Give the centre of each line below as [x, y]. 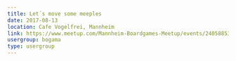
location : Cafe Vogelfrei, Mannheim [61, 27]
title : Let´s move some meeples [54, 14]
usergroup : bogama [34, 40]
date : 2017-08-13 [33, 20]
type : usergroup [31, 46]
